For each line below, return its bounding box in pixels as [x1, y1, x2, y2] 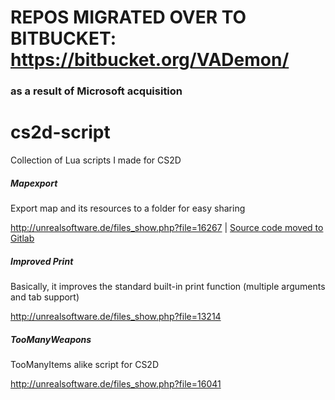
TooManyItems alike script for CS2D [10, 358, 160, 370]
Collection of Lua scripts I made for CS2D [10, 154, 182, 166]
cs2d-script [10, 121, 111, 144]
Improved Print [10, 255, 74, 267]
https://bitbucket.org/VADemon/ [10, 49, 290, 71]
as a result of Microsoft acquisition [10, 84, 183, 98]
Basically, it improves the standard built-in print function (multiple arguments [10, 280, 326, 292]
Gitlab [10, 232, 35, 245]
